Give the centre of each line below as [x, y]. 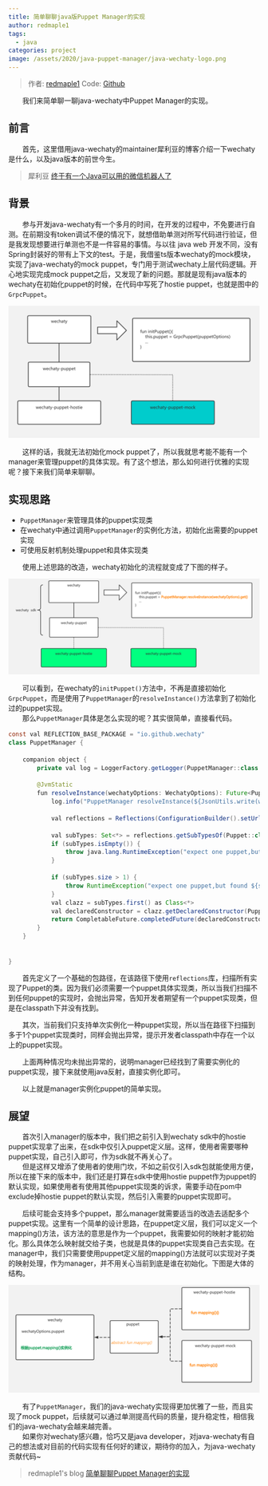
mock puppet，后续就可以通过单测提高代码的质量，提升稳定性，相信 [135, 1416]
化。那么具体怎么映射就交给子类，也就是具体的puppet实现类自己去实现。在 [132, 1243]
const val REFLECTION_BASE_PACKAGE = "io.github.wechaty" [106, 734]
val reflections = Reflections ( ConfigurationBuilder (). [146, 818]
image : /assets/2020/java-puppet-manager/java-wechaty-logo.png [117, 59]
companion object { [55, 759]
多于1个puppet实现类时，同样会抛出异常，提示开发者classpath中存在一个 [128, 1034]
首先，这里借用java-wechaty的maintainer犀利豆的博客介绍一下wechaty [139, 148]
